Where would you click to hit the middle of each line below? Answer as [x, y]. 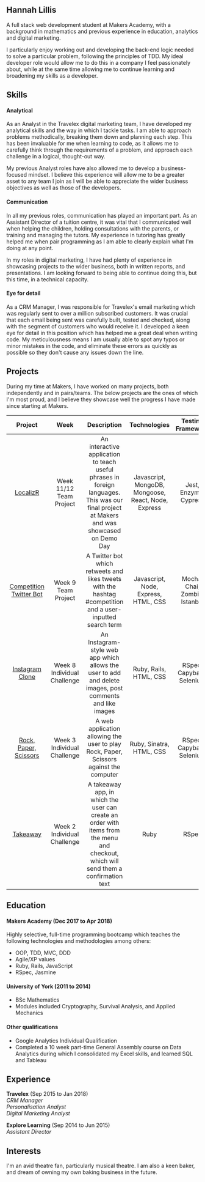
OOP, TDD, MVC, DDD [43, 953]
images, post [105, 688]
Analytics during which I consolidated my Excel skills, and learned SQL [104, 1054]
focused [17, 175]
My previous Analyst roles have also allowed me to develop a [83, 168]
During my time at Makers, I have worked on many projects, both [88, 386]
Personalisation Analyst [36, 1107]
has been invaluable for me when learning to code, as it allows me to [92, 144]
